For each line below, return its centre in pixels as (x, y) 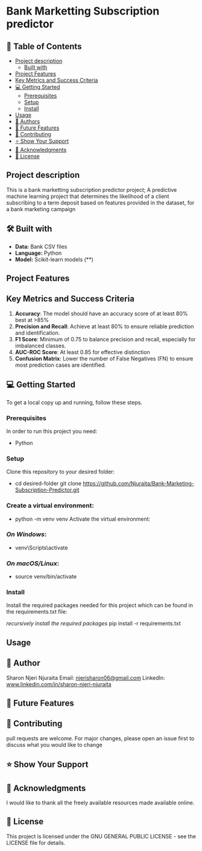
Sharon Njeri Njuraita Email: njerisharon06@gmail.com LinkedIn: (86, 678)
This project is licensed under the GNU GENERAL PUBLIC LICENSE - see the (101, 836)
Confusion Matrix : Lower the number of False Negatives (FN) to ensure (104, 358)
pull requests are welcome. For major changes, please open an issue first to (100, 738)
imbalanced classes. (40, 346)
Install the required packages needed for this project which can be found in (99, 605)
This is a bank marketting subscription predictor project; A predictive (92, 189)
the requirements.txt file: (37, 612)
